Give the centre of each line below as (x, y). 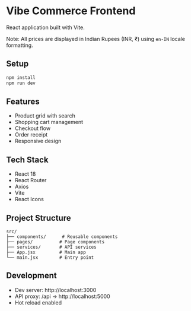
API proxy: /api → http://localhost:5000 (63, 296)
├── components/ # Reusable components (62, 237)
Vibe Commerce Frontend (71, 11)
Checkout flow (33, 128)
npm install (21, 77)
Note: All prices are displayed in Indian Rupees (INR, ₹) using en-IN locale (96, 39)
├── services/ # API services (51, 247)
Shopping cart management (49, 122)
